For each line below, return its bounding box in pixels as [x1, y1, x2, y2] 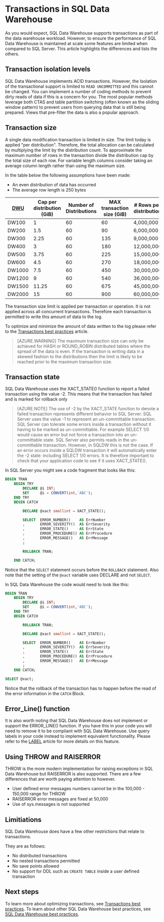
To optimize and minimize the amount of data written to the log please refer [5, 323, 157, 329]
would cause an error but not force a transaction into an [17, 432, 129, 438]
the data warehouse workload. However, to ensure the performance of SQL [5, 35, 157, 41]
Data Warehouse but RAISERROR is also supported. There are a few [5, 771, 141, 777]
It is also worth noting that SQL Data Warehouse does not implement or [5, 718, 148, 723]
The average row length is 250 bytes [12, 187, 86, 193]
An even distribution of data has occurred [12, 181, 96, 187]
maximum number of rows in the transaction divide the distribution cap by [5, 152, 154, 158]
